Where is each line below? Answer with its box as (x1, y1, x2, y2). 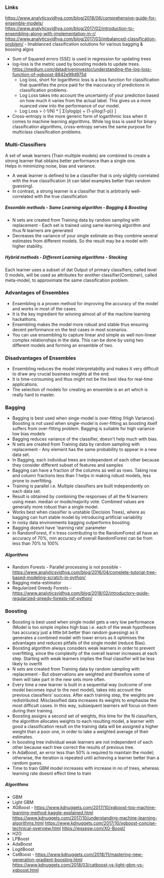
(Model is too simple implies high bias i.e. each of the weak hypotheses (12, 624, 157, 630)
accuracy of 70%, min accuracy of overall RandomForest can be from (12, 535, 153, 541)
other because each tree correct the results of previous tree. (12, 744, 135, 750)
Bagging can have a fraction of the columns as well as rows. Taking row (12, 467, 157, 473)
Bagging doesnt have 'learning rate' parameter (12, 525, 107, 531)
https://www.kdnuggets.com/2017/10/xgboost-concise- (45, 820, 157, 826)
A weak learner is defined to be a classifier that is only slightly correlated (12, 172, 159, 178)
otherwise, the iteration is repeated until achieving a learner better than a (12, 755, 160, 761)
